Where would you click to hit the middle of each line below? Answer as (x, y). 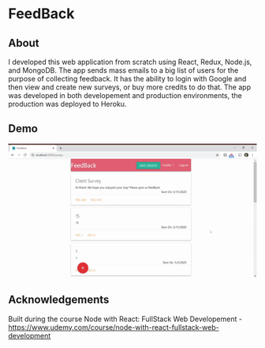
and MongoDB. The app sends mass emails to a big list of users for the (123, 70)
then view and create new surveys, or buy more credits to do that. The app (129, 87)
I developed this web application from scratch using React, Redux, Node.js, (130, 62)
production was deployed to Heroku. (67, 104)
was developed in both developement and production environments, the (125, 95)
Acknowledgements (59, 300)
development (30, 335)
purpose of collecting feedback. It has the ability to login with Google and (127, 79)
